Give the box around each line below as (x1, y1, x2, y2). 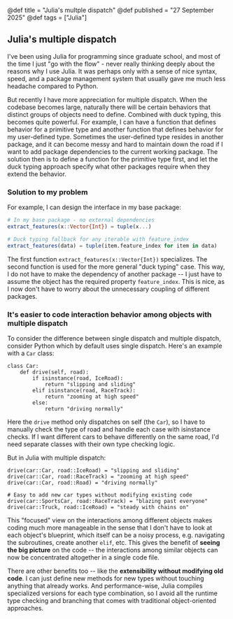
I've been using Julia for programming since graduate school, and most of (7, 52, 220, 60)
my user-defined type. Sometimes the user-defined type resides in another (7, 132, 224, 141)
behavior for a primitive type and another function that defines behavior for (7, 125, 224, 134)
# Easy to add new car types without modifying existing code (7, 491, 192, 499)
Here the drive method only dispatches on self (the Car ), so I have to (7, 418, 205, 426)
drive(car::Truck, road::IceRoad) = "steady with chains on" (7, 504, 190, 511)
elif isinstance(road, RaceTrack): (32, 387, 136, 394)
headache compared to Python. (7, 82, 99, 90)
